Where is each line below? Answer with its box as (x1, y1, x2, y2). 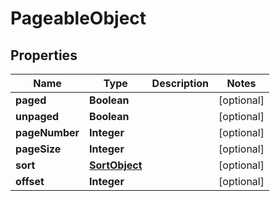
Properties (10, 47, 78, 64)
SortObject (89, 158, 143, 172)
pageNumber (15, 126, 80, 139)
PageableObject (10, 7, 147, 30)
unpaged (15, 110, 60, 123)
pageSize (15, 142, 62, 156)
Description (151, 77, 210, 90)
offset (15, 175, 45, 188)
